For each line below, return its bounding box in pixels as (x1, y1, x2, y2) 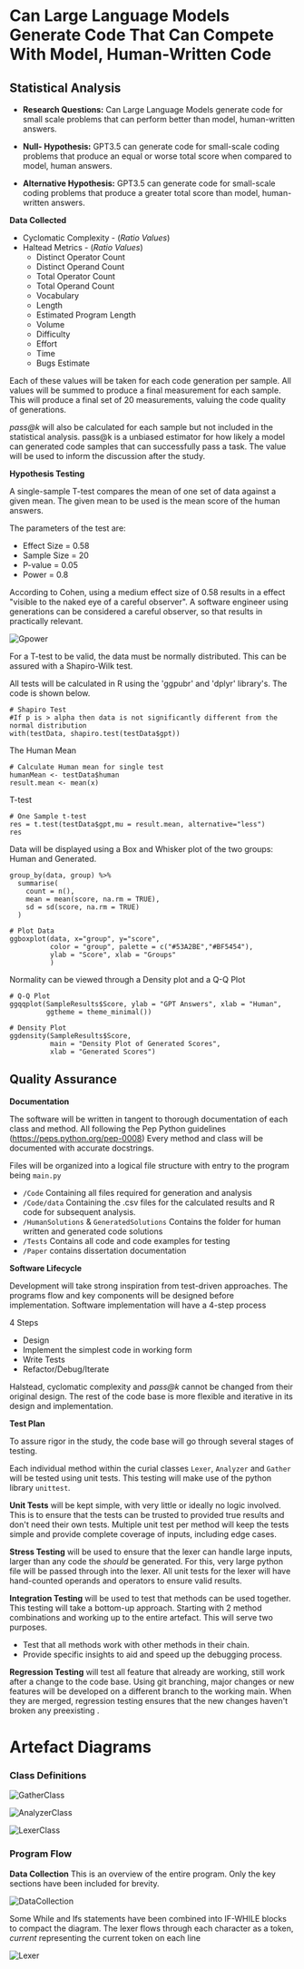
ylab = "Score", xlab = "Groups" (49, 950, 177, 959)
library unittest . (9, 1482, 71, 1493)
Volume (35, 319, 65, 329)
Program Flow (9, 1847, 73, 1860)
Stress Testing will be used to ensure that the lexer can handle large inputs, (9, 1546, 293, 1557)
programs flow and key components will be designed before (9, 1289, 234, 1300)
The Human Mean (9, 745, 77, 756)
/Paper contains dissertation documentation (22, 1245, 187, 1256)
